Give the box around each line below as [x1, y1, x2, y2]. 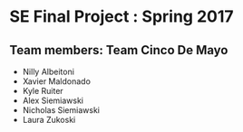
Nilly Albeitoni [22, 66, 75, 77]
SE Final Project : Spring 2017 [9, 6, 234, 27]
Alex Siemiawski [22, 95, 84, 106]
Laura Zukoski [22, 115, 76, 125]
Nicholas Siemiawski [22, 105, 100, 115]
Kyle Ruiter [22, 86, 63, 96]
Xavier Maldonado [22, 76, 91, 87]
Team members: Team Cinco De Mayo [9, 42, 228, 58]
